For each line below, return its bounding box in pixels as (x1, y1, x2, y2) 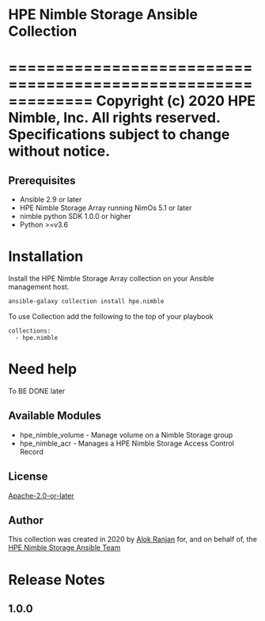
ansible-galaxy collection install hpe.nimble (8, 298, 165, 306)
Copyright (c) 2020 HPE (96, 92, 256, 110)
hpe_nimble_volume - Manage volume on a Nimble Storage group (19, 430, 233, 439)
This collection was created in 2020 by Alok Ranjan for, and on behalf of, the (8, 535, 257, 544)
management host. (8, 282, 70, 292)
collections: (8, 327, 51, 335)
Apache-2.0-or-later (8, 491, 74, 500)
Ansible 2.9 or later (19, 195, 82, 205)
